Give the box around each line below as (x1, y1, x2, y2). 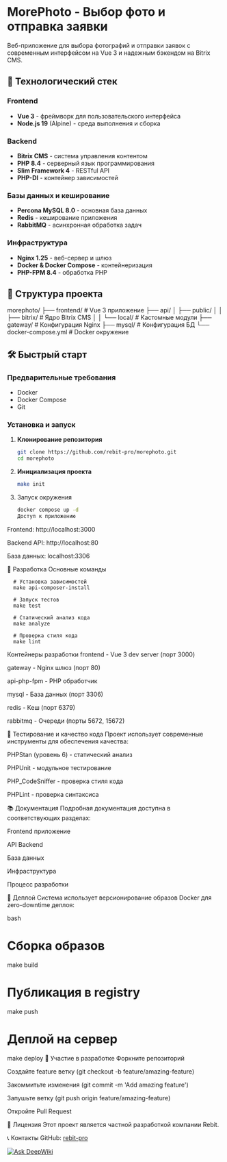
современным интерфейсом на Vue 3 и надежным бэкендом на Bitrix (7, 49, 211, 57)
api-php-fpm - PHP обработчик (7, 676, 98, 685)
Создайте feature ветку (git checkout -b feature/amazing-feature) (7, 1067, 195, 1076)
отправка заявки (7, 18, 108, 34)
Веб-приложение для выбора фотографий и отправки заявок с (7, 41, 191, 49)
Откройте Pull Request (7, 1107, 72, 1115)
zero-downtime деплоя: (7, 900, 75, 908)
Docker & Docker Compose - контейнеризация (16, 261, 152, 269)
